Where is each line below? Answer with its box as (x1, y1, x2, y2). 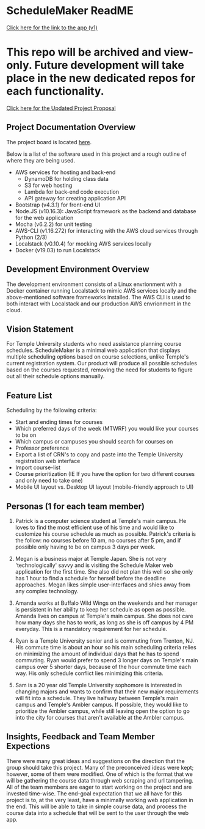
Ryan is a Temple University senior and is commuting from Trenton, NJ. (15, 637, 195, 645)
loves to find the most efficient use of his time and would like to (15, 524, 174, 531)
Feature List (6, 390, 52, 401)
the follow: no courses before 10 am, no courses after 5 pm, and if (15, 536, 181, 544)
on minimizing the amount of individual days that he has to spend (15, 650, 179, 657)
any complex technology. (15, 587, 79, 594)
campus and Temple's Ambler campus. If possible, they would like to (15, 701, 188, 708)
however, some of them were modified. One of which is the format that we (6, 770, 193, 778)
